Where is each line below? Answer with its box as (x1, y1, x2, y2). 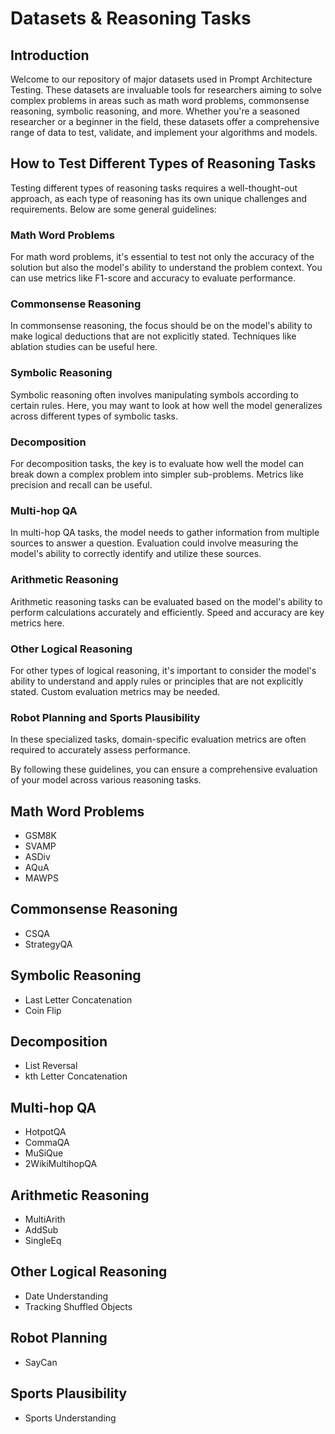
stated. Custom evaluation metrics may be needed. (10, 685, 221, 697)
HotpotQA (24, 1126, 67, 1138)
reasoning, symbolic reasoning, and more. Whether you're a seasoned (10, 105, 300, 117)
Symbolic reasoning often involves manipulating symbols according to (10, 388, 299, 401)
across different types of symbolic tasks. (10, 410, 179, 422)
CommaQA (24, 1137, 70, 1149)
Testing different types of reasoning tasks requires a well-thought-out (10, 182, 298, 194)
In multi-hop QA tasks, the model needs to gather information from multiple (10, 527, 320, 539)
